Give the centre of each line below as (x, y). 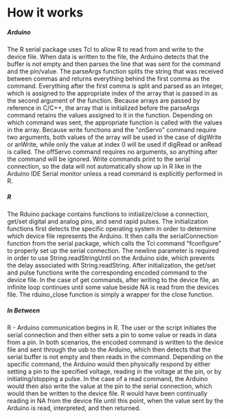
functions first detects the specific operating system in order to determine (112, 229)
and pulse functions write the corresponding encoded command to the (107, 272)
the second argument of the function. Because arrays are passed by (104, 100)
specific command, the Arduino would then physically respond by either (109, 364)
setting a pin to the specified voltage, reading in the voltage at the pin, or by (114, 372)
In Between (23, 310)
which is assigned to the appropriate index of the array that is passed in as (113, 94)
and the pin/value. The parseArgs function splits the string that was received (115, 72)
